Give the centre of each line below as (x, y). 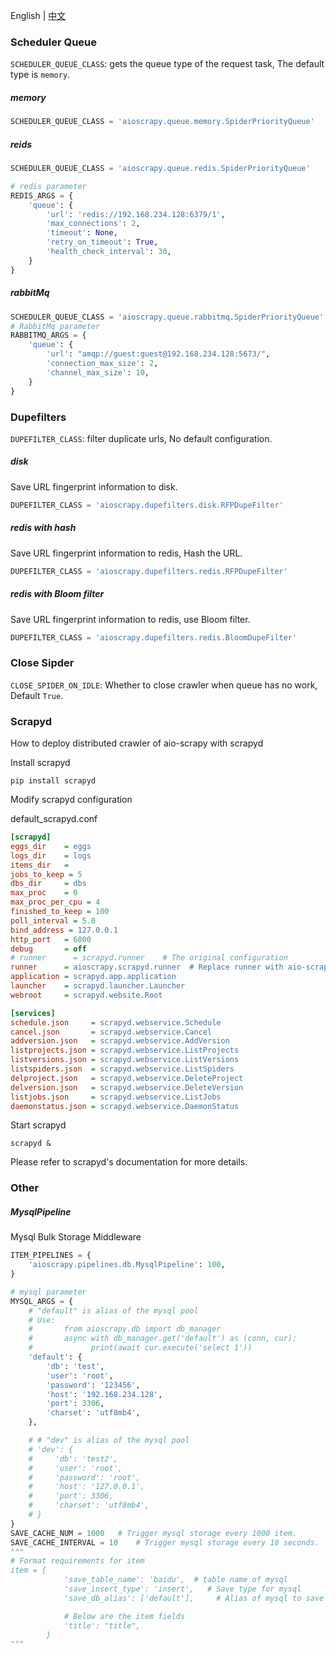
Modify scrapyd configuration (71, 799)
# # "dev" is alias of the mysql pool (109, 1440)
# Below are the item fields (124, 1616)
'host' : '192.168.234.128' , (104, 1394)
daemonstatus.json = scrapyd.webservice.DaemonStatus (125, 1106)
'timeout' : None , (82, 233)
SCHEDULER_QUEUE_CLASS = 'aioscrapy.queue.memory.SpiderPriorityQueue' (162, 122)
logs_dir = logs (51, 855)
